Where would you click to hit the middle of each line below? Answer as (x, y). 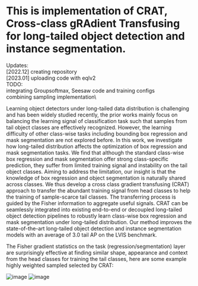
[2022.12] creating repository (41, 71)
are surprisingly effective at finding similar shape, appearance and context (97, 252)
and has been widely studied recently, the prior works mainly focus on (92, 115)
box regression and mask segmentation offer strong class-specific (87, 159)
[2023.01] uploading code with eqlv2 (51, 78)
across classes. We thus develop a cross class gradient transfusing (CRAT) (98, 184)
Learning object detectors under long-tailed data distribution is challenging (98, 108)
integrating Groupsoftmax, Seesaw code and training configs (81, 90)
